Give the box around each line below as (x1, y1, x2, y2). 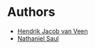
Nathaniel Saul (17, 34, 59, 42)
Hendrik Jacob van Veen (17, 27, 88, 35)
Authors (7, 4, 55, 20)
